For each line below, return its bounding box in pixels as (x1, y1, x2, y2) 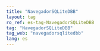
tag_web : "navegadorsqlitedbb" (6, 30, 84, 36)
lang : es (6, 36, 28, 42)
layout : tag (6, 14, 36, 20)
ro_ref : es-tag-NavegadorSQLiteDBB (6, 19, 95, 25)
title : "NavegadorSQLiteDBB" (6, 8, 79, 15)
